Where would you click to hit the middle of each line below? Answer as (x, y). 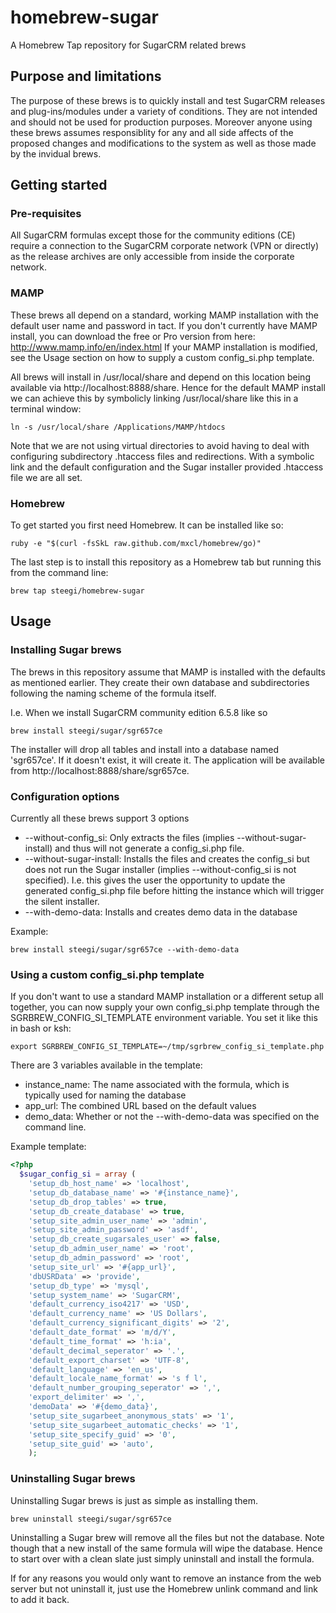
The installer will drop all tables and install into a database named (145, 749)
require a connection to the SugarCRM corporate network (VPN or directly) (165, 246)
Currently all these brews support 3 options (100, 818)
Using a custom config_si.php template (107, 974)
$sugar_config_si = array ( (78, 1174)
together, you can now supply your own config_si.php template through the (165, 1007)
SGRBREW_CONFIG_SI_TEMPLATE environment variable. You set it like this (164, 1018)
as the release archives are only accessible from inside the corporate (152, 257)
